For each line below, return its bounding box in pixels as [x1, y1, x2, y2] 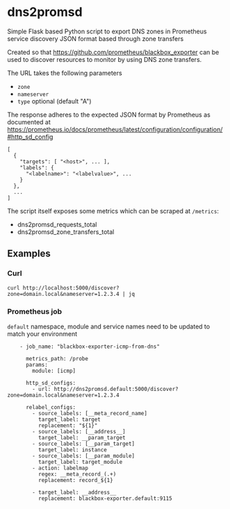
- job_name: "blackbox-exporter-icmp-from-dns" [19, 343, 160, 350]
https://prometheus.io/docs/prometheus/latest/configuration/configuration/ [7, 125, 223, 133]
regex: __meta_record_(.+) [38, 470, 117, 478]
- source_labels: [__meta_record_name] [32, 410, 148, 417]
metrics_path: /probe [25, 355, 89, 362]
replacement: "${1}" [38, 422, 98, 429]
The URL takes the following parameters [7, 69, 123, 77]
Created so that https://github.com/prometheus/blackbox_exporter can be [7, 48, 220, 56]
